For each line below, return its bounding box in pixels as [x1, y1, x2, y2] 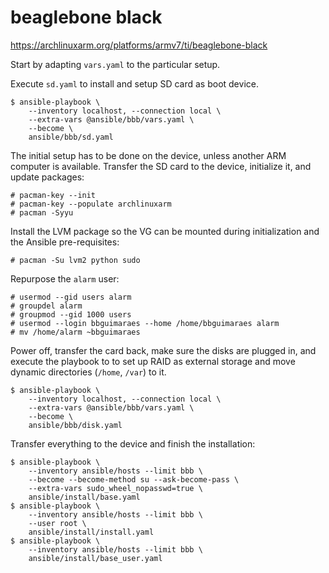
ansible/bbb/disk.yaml [28, 420, 123, 430]
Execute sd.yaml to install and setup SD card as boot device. [10, 77, 259, 90]
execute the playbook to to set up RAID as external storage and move [10, 355, 296, 367]
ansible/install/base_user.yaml [28, 553, 163, 563]
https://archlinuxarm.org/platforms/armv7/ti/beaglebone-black [10, 39, 268, 51]
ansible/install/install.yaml [28, 527, 155, 537]
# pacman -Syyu [10, 207, 74, 218]
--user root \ [28, 518, 87, 528]
